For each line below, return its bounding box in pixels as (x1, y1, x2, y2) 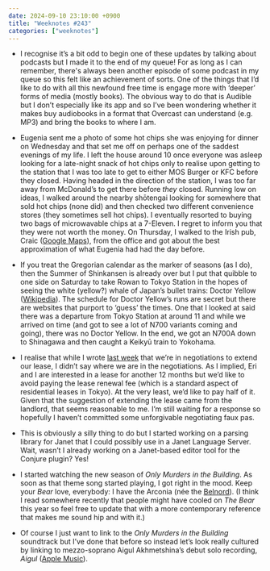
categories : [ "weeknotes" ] (8, 27, 99, 35)
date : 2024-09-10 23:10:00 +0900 (8, 11, 121, 20)
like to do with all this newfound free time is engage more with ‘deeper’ (19, 83, 255, 93)
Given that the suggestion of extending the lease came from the (19, 396, 232, 406)
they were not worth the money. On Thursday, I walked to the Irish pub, (19, 227, 256, 237)
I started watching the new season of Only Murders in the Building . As (19, 469, 252, 480)
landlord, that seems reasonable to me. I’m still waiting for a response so (19, 404, 261, 414)
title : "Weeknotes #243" (8, 19, 92, 27)
